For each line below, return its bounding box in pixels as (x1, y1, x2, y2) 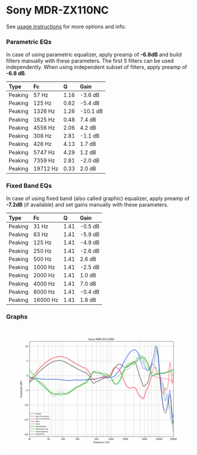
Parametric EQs (6, 38, 52, 46)
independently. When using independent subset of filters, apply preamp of (6, 64, 188, 71)
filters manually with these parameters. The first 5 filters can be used (6, 57, 174, 65)
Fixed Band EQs (6, 181, 52, 190)
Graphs (6, 313, 28, 321)
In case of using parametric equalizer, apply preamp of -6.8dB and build (6, 51, 182, 58)
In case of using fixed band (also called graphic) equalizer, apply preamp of (6, 195, 190, 202)
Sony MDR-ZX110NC (6, 4, 109, 17)
